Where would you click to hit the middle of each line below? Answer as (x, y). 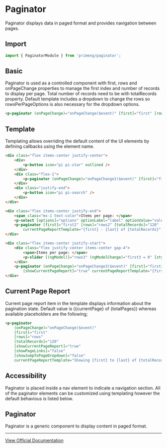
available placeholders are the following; (46, 314)
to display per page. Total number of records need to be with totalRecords (81, 94)
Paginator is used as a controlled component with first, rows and (71, 83)
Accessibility (26, 376)
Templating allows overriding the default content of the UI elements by (77, 141)
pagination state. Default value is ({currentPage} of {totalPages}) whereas (81, 309)
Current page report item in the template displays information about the (78, 303)
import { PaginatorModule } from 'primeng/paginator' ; (63, 55)
